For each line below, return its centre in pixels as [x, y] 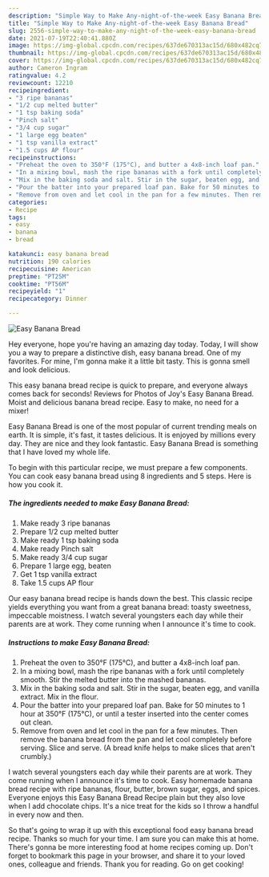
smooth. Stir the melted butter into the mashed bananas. [113, 680]
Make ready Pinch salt [56, 548]
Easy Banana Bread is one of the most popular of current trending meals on [133, 426]
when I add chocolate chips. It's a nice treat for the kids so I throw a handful [133, 806]
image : [19, 46]
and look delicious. [39, 369]
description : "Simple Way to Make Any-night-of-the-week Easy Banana [127, 16]
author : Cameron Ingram [48, 68]
